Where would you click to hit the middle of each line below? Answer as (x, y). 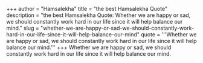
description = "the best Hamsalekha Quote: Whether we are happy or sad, (98, 15)
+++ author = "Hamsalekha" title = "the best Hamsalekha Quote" (87, 9)
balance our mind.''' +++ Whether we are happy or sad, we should (89, 47)
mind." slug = (23, 28)
